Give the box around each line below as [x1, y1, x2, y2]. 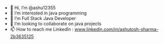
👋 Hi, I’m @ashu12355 [10, 5, 56, 10]
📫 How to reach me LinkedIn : [10, 26, 73, 32]
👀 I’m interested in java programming [10, 10, 87, 16]
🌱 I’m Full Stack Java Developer [10, 15, 76, 21]
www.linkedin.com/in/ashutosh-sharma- [74, 26, 158, 32]
